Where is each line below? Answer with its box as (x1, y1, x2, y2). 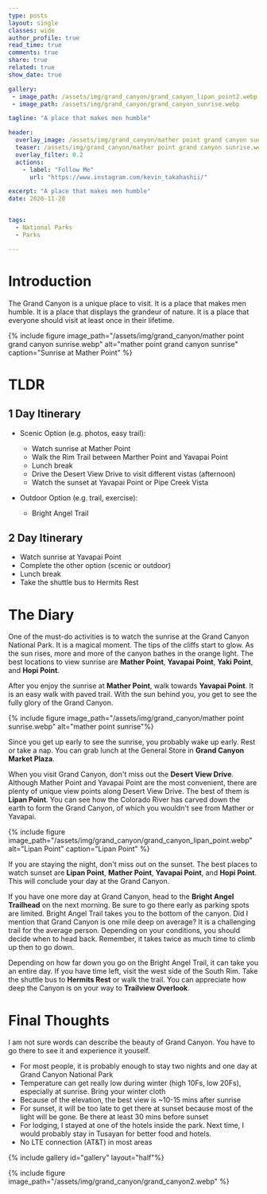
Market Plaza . (8, 754, 55, 764)
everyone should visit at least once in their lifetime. (8, 315, 175, 325)
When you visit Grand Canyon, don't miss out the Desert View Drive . (8, 769, 234, 780)
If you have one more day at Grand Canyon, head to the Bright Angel (8, 892, 234, 901)
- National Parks (15, 224, 73, 231)
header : (8, 129, 34, 137)
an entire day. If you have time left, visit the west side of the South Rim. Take (8, 966, 258, 976)
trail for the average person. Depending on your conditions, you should (8, 926, 241, 935)
